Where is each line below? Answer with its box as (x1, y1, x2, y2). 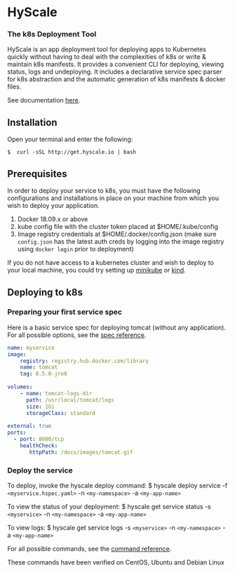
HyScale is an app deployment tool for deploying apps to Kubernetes (7, 45, 207, 53)
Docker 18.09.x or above (17, 215, 88, 223)
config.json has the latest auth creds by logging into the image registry (17, 237, 224, 246)
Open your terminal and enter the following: (7, 135, 133, 144)
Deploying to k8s (7, 286, 83, 298)
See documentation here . (7, 96, 81, 105)
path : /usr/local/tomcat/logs (25, 396, 114, 404)
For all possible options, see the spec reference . (7, 331, 147, 339)
